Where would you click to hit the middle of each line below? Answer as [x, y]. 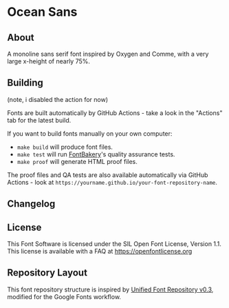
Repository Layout [47, 273]
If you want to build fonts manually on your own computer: [90, 133]
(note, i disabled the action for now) [58, 99]
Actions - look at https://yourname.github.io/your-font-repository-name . [112, 182]
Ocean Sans [42, 12]
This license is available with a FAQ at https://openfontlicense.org [100, 251]
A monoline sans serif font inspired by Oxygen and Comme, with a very [108, 54]
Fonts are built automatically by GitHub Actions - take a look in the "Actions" [115, 113]
